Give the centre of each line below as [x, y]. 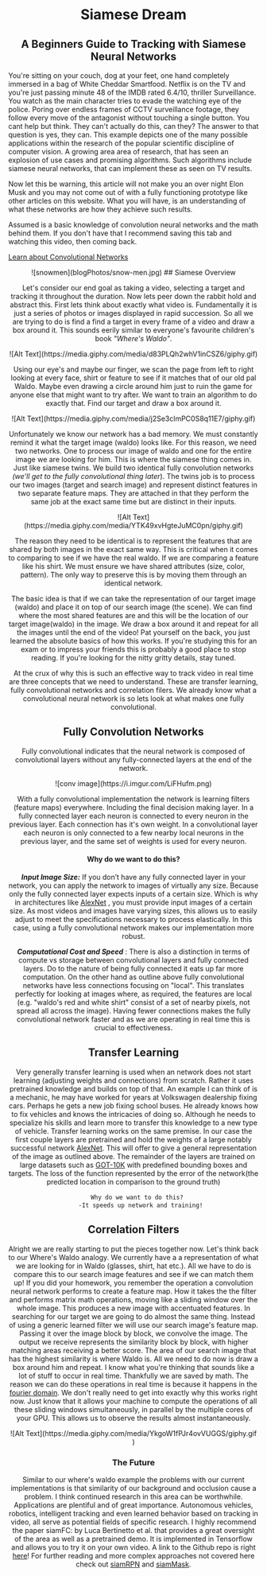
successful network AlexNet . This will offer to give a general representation [133, 1148]
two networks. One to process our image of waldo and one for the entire [133, 451]
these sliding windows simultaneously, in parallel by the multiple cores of [133, 1409]
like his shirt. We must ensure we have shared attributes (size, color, [133, 566]
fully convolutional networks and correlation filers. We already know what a [133, 690]
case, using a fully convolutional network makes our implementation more [133, 928]
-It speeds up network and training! [141, 1205]
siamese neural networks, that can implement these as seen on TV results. [130, 168]
